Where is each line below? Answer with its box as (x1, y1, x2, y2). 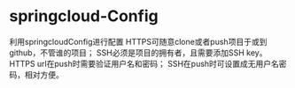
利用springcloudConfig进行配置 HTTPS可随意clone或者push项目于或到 (9, 36, 268, 47)
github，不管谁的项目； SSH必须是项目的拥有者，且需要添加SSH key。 (9, 47, 268, 58)
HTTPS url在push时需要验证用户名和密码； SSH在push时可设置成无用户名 (9, 58, 279, 69)
